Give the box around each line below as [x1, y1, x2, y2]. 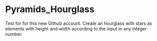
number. [5, 31, 23, 37]
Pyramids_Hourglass [5, 4, 95, 15]
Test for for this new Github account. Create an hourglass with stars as [5, 20, 152, 26]
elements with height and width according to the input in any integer [5, 25, 147, 31]
